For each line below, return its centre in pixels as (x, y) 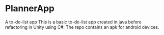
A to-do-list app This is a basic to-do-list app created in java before (73, 22)
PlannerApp (30, 9)
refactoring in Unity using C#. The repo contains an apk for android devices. (82, 27)
